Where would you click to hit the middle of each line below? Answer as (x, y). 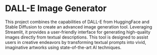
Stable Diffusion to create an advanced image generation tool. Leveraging (79, 27)
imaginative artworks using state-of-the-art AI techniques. (63, 47)
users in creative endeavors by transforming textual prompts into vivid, (76, 42)
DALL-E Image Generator (56, 8)
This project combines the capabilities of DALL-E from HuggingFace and (77, 22)
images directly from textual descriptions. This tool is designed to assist (77, 37)
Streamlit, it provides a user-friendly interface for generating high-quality (78, 32)
